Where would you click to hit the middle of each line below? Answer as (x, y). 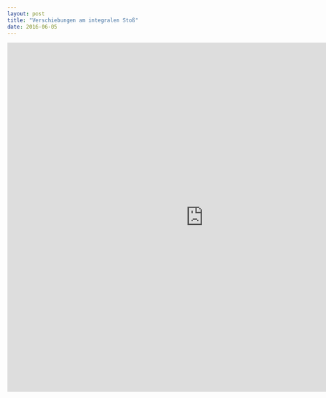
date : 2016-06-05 (32, 27)
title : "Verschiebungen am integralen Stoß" (73, 20)
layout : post (26, 14)
